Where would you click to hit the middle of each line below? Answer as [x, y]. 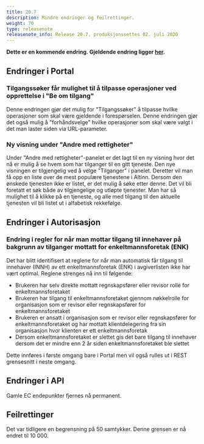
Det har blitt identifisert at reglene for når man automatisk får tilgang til [95, 260]
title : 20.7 [21, 12]
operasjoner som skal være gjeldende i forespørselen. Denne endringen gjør [102, 116]
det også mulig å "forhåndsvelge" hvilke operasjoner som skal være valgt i [100, 122]
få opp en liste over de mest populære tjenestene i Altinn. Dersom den [94, 177]
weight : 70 [20, 23]
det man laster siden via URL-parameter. [57, 129]
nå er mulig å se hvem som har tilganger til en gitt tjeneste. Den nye [91, 164]
